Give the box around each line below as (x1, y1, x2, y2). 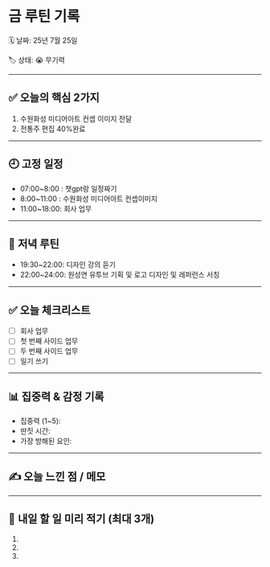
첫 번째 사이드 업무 (19, 336, 79, 346)
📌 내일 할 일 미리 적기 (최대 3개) (8, 512, 155, 526)
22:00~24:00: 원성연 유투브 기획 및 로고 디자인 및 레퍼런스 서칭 (19, 270, 220, 280)
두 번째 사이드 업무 (19, 347, 79, 356)
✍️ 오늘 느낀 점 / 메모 (8, 470, 106, 483)
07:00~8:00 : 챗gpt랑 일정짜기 (19, 183, 117, 193)
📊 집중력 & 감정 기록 (8, 389, 104, 403)
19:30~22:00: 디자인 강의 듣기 (19, 260, 117, 269)
